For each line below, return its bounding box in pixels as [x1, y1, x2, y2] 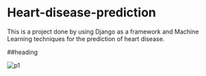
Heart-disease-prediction [7, 5, 156, 21]
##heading [7, 48, 38, 56]
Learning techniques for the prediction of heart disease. [7, 34, 165, 42]
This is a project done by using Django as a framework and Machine [7, 27, 199, 36]
